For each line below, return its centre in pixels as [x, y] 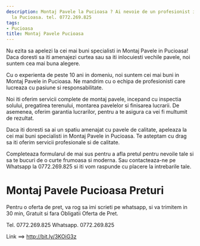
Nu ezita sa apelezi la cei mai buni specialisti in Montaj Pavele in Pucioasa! [97, 51]
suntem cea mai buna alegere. [43, 64]
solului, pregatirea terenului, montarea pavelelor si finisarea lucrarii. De [93, 105]
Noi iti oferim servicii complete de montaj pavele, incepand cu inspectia [94, 99]
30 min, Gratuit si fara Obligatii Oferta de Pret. [62, 214]
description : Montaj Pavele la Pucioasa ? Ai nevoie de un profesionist [98, 12]
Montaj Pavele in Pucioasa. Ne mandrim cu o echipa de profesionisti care [96, 82]
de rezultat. [20, 118]
